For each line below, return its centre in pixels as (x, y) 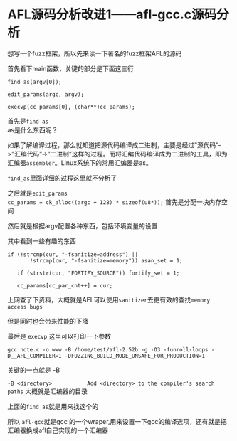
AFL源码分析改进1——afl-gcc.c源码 (112, 15)
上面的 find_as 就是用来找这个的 (53, 406)
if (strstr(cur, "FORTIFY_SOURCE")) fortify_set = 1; (98, 273)
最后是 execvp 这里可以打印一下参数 (59, 336)
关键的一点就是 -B (34, 370)
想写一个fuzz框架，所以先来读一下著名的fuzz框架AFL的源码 (95, 53)
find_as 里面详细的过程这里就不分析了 (62, 178)
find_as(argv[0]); (35, 82)
